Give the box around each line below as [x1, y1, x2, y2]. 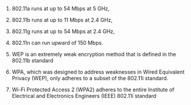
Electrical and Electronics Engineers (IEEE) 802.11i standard [11, 93, 157, 99]
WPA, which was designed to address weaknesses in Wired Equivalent [11, 68, 185, 76]
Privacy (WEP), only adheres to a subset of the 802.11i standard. [11, 75, 168, 81]
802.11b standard [11, 57, 53, 64]
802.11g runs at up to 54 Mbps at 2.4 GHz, [11, 28, 115, 35]
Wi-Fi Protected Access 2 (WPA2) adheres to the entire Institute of [11, 86, 175, 93]
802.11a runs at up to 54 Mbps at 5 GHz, [11, 5, 110, 12]
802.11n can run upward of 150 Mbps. [11, 40, 104, 46]
